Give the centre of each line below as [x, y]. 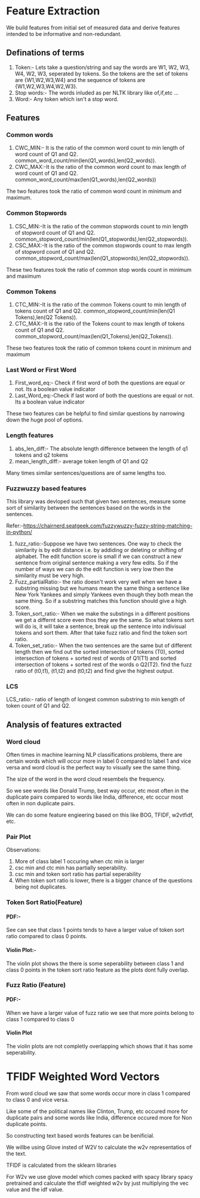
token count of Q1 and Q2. [38, 706]
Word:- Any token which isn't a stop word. [67, 99]
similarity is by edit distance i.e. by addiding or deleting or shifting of [99, 550]
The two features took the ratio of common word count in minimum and [94, 191]
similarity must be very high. [50, 575]
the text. [16, 1153]
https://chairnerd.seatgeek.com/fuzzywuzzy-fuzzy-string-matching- [108, 526]
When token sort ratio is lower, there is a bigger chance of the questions [104, 881]
